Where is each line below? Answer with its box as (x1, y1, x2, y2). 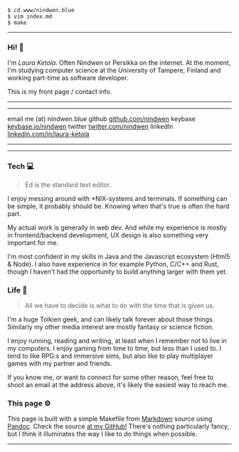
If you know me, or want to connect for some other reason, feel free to (7, 373, 214, 381)
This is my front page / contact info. (7, 88, 112, 96)
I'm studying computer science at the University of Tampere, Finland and (7, 66, 221, 75)
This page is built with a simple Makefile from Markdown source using (7, 414, 213, 423)
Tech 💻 (7, 161, 34, 171)
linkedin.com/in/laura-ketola (7, 130, 90, 138)
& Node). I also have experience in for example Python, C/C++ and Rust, (7, 260, 219, 268)
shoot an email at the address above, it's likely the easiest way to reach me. (7, 380, 229, 389)
